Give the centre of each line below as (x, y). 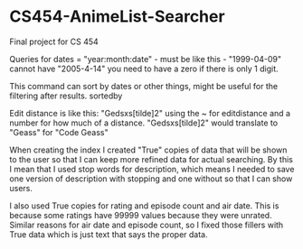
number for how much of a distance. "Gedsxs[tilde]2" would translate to (144, 123)
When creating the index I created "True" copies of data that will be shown (148, 150)
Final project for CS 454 (54, 41)
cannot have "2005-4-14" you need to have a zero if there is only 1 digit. (144, 69)
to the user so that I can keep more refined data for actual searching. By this (151, 159)
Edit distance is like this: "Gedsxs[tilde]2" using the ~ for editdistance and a (150, 113)
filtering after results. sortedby (66, 96)
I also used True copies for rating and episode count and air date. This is (144, 206)
